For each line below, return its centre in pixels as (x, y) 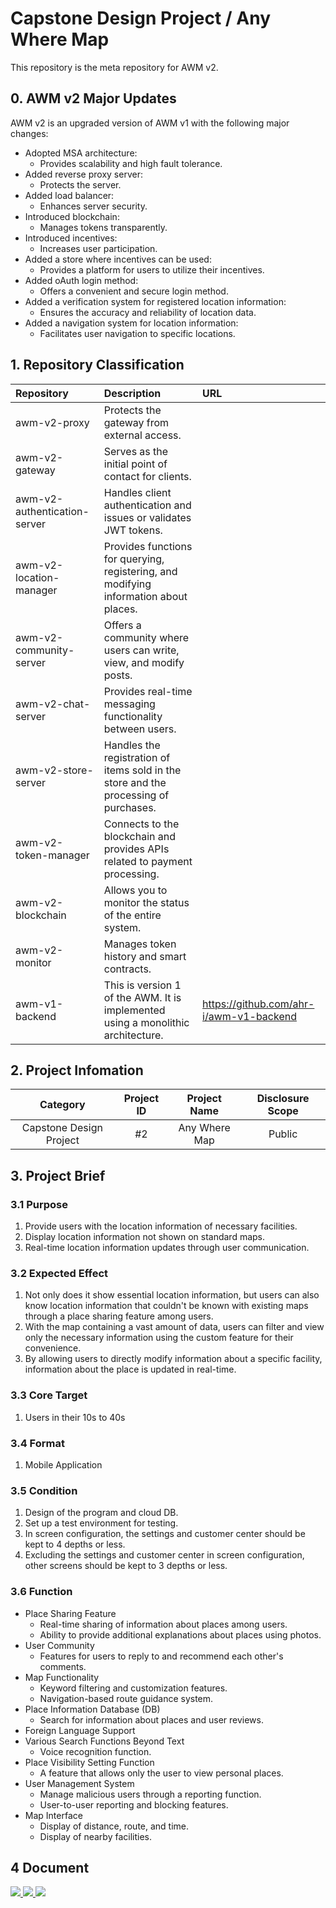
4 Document (50, 1867)
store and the (135, 782)
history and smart (145, 956)
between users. (140, 729)
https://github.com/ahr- (258, 1004)
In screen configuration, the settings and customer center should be (165, 1534)
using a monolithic (146, 1022)
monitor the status (146, 902)
